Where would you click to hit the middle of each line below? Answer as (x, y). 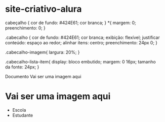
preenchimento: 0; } (25, 28)
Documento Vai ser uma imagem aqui (43, 76)
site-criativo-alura (43, 9)
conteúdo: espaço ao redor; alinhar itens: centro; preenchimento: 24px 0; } (81, 42)
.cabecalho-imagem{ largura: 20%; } (42, 52)
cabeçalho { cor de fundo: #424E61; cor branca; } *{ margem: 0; (71, 23)
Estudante (22, 115)
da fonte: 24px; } (22, 67)
